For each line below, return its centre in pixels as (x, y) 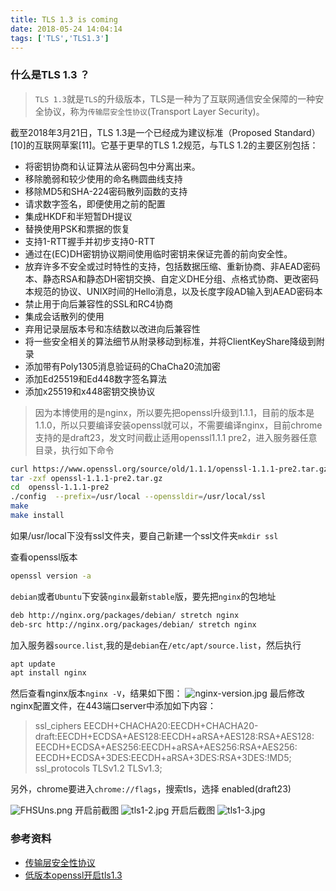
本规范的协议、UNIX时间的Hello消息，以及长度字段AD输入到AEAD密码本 (173, 291)
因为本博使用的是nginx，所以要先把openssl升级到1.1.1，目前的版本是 (174, 412)
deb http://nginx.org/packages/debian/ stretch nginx (125, 615)
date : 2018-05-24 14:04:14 (66, 29)
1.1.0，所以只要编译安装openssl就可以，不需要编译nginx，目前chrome (178, 425)
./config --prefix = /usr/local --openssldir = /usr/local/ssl (138, 497)
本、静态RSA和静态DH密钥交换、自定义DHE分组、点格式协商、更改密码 (171, 278)
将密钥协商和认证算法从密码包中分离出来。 (112, 166)
